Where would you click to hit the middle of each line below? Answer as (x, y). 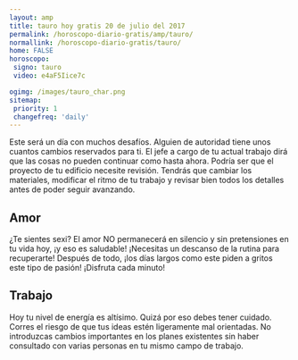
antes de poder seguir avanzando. (72, 189)
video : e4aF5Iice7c (50, 76)
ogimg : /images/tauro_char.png (67, 92)
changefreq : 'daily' (51, 117)
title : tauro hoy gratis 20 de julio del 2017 (97, 26)
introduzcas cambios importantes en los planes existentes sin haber (134, 336)
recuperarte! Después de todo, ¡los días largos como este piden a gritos (141, 258)
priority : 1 (35, 108)
